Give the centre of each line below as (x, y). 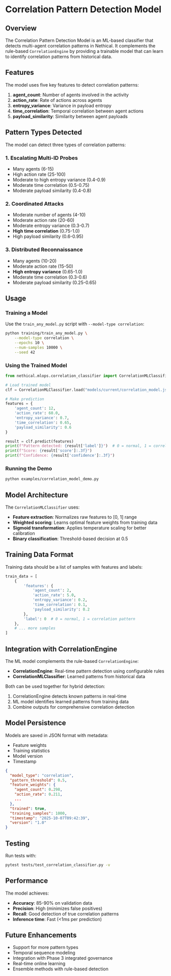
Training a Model (26, 313)
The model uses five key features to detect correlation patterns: (72, 85)
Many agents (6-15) (33, 169)
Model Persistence (36, 723)
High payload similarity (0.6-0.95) (48, 236)
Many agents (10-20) (35, 261)
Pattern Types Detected (44, 133)
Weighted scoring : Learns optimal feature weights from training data (85, 522)
